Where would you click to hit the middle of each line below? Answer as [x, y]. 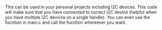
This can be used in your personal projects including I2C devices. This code [81, 7]
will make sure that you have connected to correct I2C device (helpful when [81, 12]
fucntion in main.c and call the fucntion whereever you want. [66, 22]
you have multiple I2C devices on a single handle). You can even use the [78, 17]
